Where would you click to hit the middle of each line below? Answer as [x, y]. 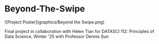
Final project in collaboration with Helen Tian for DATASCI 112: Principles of [79, 31]
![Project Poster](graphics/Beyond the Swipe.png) [55, 22]
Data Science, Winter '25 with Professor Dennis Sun [57, 36]
